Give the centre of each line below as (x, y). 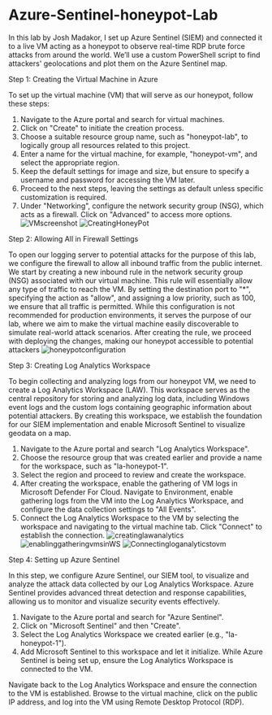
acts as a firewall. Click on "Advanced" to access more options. (126, 214)
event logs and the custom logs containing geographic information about (130, 407)
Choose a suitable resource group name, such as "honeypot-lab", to (134, 137)
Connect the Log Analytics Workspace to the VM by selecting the (130, 517)
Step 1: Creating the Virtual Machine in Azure (83, 79)
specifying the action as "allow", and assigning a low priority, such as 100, (132, 298)
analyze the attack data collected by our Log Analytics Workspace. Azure (131, 584)
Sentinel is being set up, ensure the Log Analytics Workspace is (127, 660)
